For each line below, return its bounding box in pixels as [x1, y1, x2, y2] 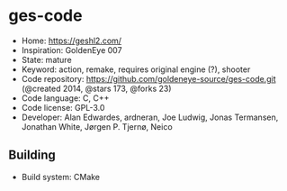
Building [8, 148, 56, 163]
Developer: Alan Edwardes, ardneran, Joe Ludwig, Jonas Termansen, [21, 112, 279, 123]
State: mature [21, 54, 73, 65]
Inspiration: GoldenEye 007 [21, 44, 122, 55]
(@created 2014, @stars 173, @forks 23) [21, 83, 172, 94]
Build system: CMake [21, 171, 101, 182]
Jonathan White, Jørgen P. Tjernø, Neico [21, 121, 173, 132]
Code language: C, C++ [21, 92, 110, 104]
